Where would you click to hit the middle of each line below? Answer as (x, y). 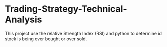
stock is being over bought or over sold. (46, 39)
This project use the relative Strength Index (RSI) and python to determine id (84, 33)
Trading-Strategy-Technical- (66, 9)
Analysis (24, 20)
